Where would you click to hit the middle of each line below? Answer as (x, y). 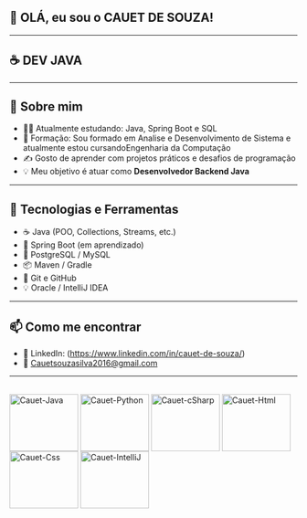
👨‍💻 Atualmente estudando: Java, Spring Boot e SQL (120, 129)
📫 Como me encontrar (75, 327)
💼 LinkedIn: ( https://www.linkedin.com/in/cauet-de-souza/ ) (134, 354)
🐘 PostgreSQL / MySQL (67, 255)
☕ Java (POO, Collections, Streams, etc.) (99, 232)
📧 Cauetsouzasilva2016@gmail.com (90, 364)
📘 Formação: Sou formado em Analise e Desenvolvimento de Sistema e (157, 138)
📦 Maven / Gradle (58, 265)
